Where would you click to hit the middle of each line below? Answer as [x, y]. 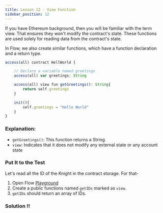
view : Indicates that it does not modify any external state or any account [85, 145]
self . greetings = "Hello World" [56, 107]
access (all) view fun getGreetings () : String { [62, 85]
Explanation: [20, 129]
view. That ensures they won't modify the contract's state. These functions [81, 33]
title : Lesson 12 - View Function [41, 10]
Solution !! [18, 206]
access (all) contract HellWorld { [41, 62]
